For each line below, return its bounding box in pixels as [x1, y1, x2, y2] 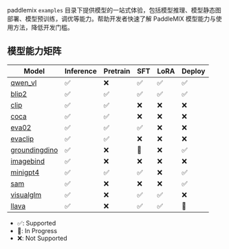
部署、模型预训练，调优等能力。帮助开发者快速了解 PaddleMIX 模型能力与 [7, 14, 217, 23]
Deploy [181, 66, 206, 76]
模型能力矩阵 [7, 46, 62, 57]
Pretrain [103, 66, 131, 76]
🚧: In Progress [17, 226, 57, 235]
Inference [64, 66, 98, 76]
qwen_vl [10, 78, 37, 88]
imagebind [10, 156, 45, 166]
